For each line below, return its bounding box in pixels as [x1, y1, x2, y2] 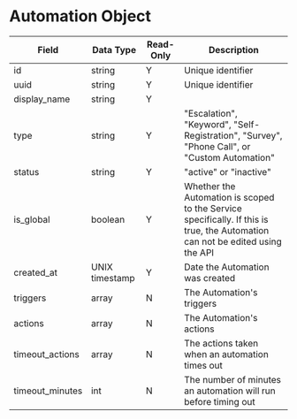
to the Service [184, 202, 243, 214]
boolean [91, 213, 126, 225]
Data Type [92, 43, 137, 56]
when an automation [184, 347, 270, 360]
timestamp [91, 271, 135, 284]
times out [184, 359, 223, 371]
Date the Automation [184, 261, 270, 273]
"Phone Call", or [184, 140, 251, 152]
